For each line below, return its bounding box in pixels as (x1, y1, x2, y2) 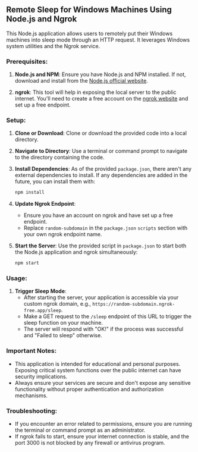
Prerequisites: (6, 57, 48, 65)
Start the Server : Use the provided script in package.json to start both (14, 242, 187, 249)
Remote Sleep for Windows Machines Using (6, 5, 172, 15)
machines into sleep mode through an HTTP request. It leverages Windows (6, 36, 190, 43)
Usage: (6, 274, 28, 282)
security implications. (14, 373, 68, 380)
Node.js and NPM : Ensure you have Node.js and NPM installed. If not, (14, 71, 186, 78)
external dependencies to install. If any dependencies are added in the (14, 172, 188, 179)
